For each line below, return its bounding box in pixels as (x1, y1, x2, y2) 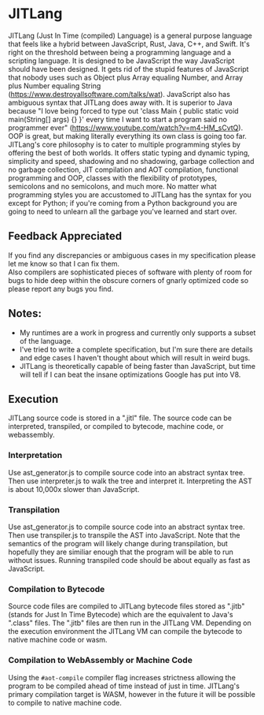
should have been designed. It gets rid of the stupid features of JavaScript (8, 64, 249, 73)
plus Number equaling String (8, 80, 101, 91)
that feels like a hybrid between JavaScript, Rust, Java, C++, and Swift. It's (8, 39, 250, 48)
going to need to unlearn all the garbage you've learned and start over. (8, 207, 237, 216)
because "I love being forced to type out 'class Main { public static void (8, 106, 239, 115)
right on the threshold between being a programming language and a (8, 47, 232, 57)
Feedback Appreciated (8, 229, 123, 243)
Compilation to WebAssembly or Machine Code (8, 655, 192, 666)
